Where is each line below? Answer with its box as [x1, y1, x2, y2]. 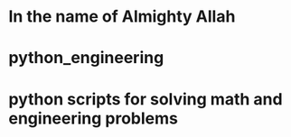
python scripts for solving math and [8, 88, 283, 109]
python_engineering [8, 48, 164, 68]
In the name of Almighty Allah [8, 6, 236, 27]
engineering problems [8, 108, 178, 128]
